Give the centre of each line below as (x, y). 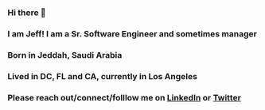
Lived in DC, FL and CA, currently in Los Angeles (103, 76)
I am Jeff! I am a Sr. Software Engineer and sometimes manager (132, 33)
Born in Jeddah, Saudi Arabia (65, 55)
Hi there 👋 (27, 13)
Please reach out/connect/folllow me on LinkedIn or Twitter (125, 97)
